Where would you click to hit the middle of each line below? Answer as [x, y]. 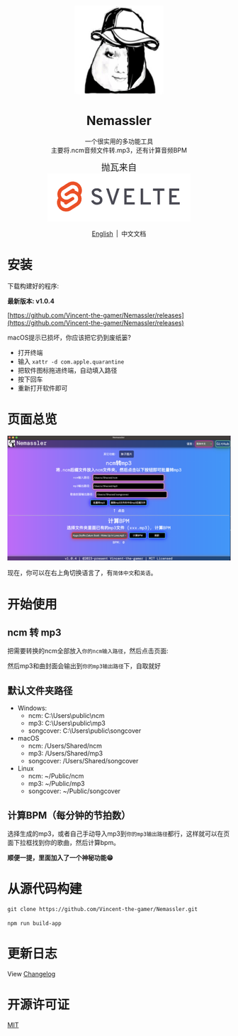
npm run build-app [34, 923]
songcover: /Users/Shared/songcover [83, 761]
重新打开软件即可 [42, 388]
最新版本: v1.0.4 [31, 301]
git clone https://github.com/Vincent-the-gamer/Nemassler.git [103, 909]
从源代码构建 [45, 889]
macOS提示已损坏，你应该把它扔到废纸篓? [69, 337]
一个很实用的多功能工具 [119, 141]
